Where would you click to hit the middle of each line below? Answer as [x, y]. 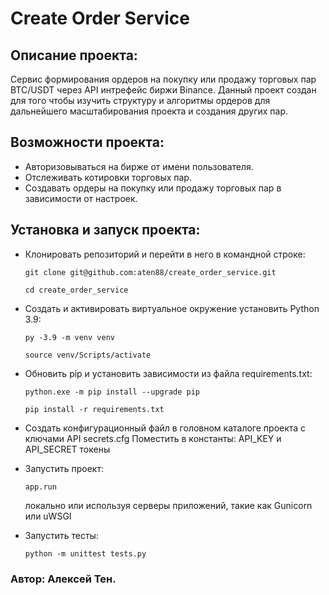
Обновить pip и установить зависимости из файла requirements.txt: [168, 373]
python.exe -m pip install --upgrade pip [112, 392]
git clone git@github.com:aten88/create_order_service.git [150, 272]
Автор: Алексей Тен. [63, 579]
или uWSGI [48, 516]
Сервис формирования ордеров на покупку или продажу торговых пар [163, 79]
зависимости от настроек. [81, 198]
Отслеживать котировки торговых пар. [108, 177]
